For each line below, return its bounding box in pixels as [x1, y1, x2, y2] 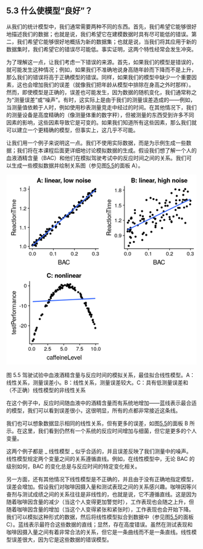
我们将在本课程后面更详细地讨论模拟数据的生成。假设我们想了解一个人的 [16, 147, 197, 154]
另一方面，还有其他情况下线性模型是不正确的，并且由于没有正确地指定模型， [6, 475, 197, 483]
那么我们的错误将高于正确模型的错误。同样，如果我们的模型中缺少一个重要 [6, 73, 192, 80]
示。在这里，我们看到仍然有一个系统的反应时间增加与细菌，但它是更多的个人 [6, 427, 197, 434]
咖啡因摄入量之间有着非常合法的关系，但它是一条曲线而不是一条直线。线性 [6, 528, 192, 536]
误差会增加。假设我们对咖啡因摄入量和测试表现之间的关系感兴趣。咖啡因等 [6, 483, 192, 490]
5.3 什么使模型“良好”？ [6, 5, 93, 16]
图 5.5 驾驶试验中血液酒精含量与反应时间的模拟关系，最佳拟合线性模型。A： [6, 371, 195, 379]
